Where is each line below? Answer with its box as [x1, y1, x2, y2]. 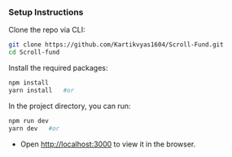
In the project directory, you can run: [8, 101, 131, 111]
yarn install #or [8, 86, 75, 94]
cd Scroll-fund [8, 48, 60, 57]
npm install [8, 79, 49, 87]
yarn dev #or [8, 124, 60, 133]
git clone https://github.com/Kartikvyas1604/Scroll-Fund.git [8, 41, 224, 49]
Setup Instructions [8, 7, 84, 18]
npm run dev [8, 116, 49, 124]
